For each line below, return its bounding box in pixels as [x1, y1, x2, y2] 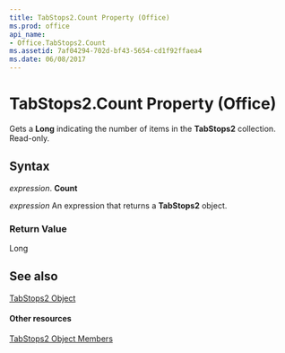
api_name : [9, 30, 47, 39]
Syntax [9, 159, 50, 174]
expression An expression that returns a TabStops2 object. [9, 199, 228, 211]
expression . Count [9, 182, 78, 193]
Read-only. [9, 132, 50, 144]
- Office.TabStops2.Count [9, 38, 106, 48]
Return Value [9, 222, 67, 234]
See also [9, 269, 58, 284]
